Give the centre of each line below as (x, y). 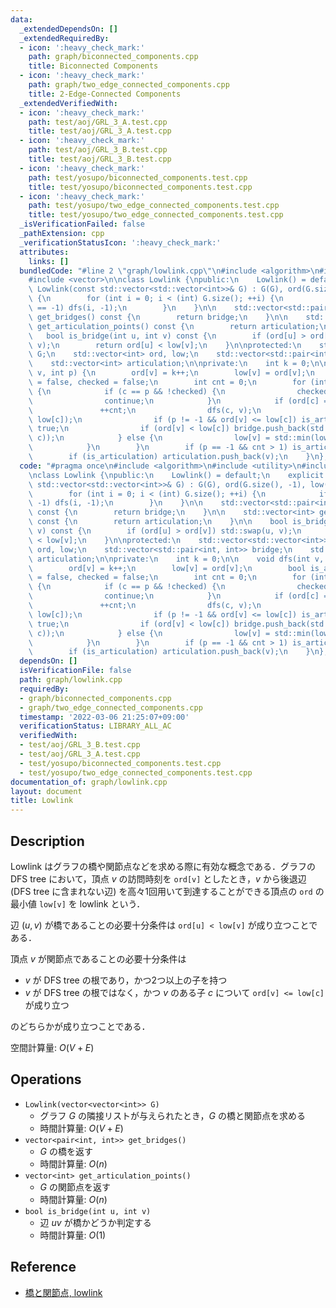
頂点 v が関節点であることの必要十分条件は (98, 958)
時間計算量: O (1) (73, 1235)
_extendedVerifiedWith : (68, 103)
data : (21, 19)
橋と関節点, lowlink (63, 1292)
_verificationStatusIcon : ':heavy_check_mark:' (120, 242)
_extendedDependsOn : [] (68, 29)
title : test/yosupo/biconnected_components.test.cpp (140, 187)
